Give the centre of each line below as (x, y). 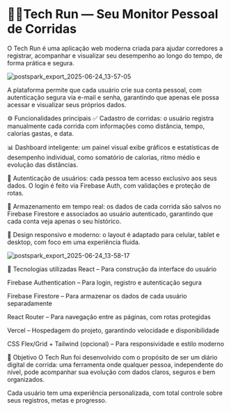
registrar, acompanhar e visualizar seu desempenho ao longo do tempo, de (115, 56)
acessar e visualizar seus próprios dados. (67, 104)
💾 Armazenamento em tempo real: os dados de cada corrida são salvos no (114, 206)
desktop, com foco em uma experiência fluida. (74, 242)
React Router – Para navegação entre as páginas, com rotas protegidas (109, 316)
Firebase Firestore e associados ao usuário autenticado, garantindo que (110, 213)
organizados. (26, 379)
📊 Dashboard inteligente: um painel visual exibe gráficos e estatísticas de (113, 147)
